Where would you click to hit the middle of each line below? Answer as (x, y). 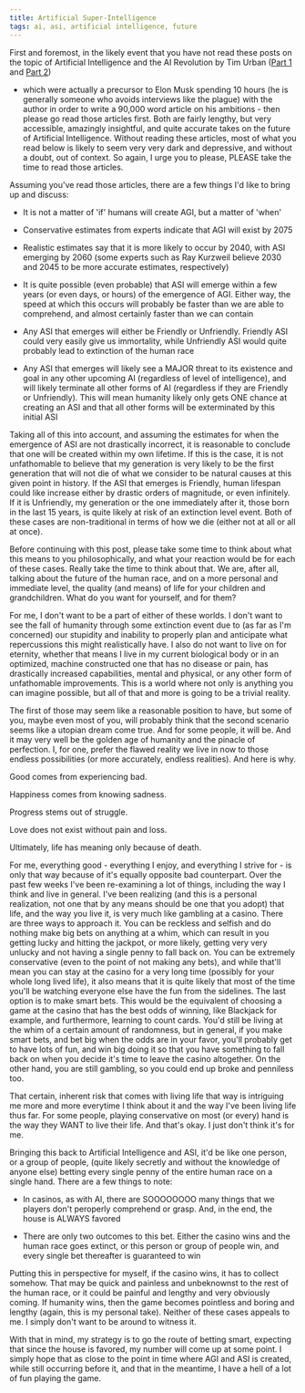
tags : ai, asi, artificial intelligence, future (103, 26)
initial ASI (40, 417)
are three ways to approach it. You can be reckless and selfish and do (140, 923)
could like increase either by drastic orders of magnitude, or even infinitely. (150, 493)
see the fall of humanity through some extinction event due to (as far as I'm (150, 625)
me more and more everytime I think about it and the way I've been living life (153, 1106)
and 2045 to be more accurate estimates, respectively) (126, 266)
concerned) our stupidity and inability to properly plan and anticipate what (149, 634)
